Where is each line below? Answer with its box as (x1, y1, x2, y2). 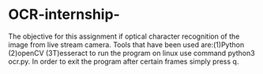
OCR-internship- (8, 6, 120, 24)
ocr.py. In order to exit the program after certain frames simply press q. (8, 57, 239, 66)
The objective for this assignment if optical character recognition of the (8, 31, 240, 41)
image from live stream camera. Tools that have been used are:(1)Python (8, 39, 245, 49)
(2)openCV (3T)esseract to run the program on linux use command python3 (8, 48, 255, 57)
